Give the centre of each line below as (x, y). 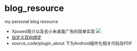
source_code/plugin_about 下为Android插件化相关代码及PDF (72, 43)
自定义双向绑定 (26, 37)
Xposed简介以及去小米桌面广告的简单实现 (53, 31)
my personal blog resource (31, 21)
